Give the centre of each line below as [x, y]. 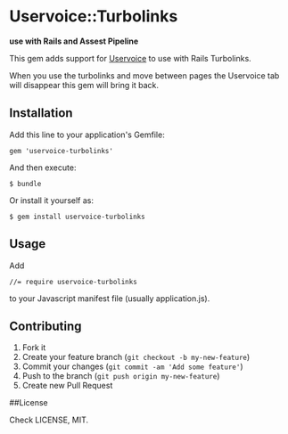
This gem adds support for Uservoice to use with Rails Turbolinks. [130, 58]
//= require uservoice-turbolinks [74, 282]
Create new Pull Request [67, 386]
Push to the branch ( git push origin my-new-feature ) [121, 376]
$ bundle [25, 184]
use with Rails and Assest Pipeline [74, 41]
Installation [41, 113]
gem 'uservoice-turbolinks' [62, 151]
